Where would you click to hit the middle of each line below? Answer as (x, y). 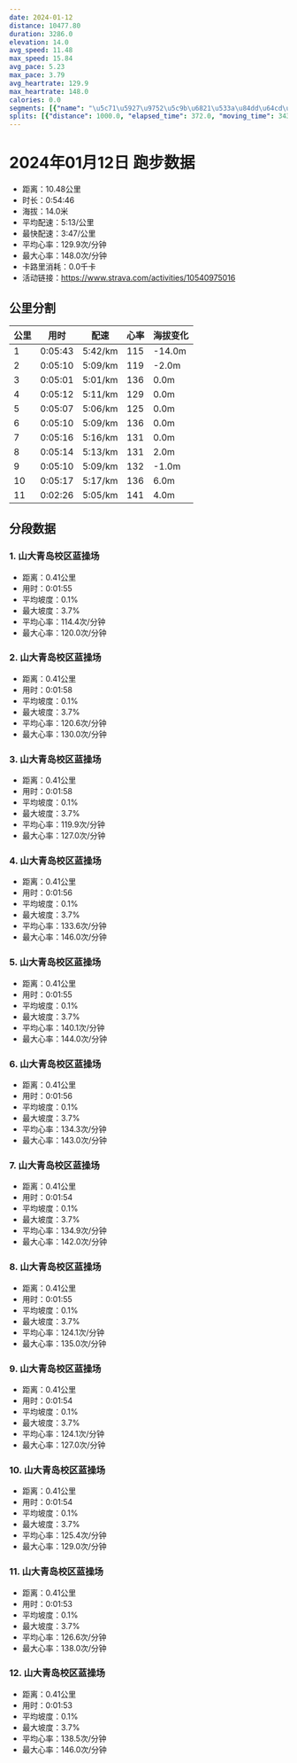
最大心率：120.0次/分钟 (65, 632)
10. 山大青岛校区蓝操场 (57, 1470)
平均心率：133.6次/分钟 (64, 926)
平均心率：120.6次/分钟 (64, 722)
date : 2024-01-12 (41, 17)
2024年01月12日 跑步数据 (102, 163)
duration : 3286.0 (41, 34)
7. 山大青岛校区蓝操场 (54, 1165)
